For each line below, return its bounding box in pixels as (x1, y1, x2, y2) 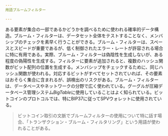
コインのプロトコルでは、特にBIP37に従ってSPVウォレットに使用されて (9, 95, 157, 101)
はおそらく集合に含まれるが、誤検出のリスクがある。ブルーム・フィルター (5, 77, 159, 83)
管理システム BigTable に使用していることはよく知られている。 (27, 89, 154, 95)
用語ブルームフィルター (5, 7, 46, 13)
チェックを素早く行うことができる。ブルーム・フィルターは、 (22, 39, 150, 45)
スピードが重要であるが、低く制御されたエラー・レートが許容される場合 (14, 45, 163, 51)
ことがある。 (26, 125, 53, 131)
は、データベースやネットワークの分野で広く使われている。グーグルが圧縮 (5, 83, 159, 89)
